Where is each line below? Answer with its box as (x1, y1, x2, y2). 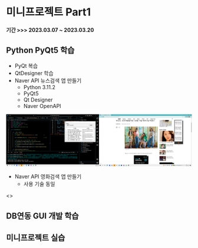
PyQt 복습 (14, 62, 38, 69)
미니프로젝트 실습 (6, 233, 65, 243)
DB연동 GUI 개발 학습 (6, 211, 79, 221)
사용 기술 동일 (23, 181, 55, 188)
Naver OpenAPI (23, 102, 61, 109)
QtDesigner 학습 (14, 69, 54, 77)
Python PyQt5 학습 (6, 45, 75, 56)
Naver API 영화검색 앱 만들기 (14, 173, 82, 180)
